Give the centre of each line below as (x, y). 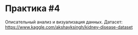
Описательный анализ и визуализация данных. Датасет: (64, 22)
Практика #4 (32, 9)
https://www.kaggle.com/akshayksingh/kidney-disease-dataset (69, 27)
